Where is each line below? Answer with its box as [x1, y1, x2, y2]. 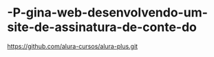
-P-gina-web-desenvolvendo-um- [7, 5, 208, 21]
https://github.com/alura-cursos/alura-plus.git [7, 42, 138, 50]
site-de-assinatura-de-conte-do [7, 19, 197, 35]
